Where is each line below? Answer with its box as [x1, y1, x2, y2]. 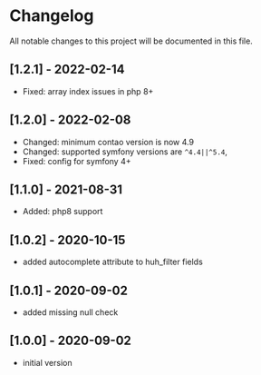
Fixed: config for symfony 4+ [22, 155, 131, 166]
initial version [22, 357, 72, 368]
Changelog [9, 5, 94, 26]
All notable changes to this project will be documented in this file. [9, 35, 254, 46]
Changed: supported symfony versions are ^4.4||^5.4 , [22, 146, 228, 157]
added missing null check [22, 307, 119, 318]
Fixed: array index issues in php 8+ [22, 85, 154, 96]
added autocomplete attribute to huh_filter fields [22, 256, 204, 268]
